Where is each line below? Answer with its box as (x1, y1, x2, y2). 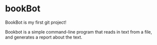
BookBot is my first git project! (5, 19, 66, 25)
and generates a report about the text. (5, 34, 83, 40)
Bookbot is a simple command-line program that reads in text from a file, (5, 29, 153, 35)
